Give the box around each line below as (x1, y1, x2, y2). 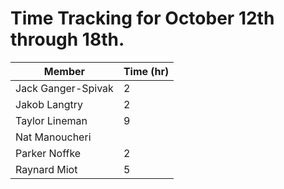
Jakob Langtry (15, 97, 84, 111)
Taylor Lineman (15, 113, 88, 127)
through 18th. (10, 28, 125, 51)
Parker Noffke (15, 146, 82, 160)
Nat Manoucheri (15, 130, 92, 144)
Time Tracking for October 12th (10, 7, 275, 30)
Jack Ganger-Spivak (15, 81, 114, 95)
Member (43, 64, 86, 78)
